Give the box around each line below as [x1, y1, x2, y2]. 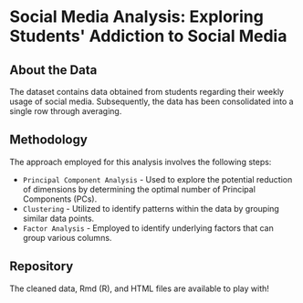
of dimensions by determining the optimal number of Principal [22, 183, 256, 194]
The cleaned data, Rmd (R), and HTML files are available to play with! [9, 283, 269, 294]
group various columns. [22, 232, 112, 243]
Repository [9, 258, 74, 275]
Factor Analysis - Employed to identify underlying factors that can [22, 222, 274, 234]
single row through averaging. [9, 106, 122, 116]
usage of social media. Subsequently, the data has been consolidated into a [9, 96, 294, 107]
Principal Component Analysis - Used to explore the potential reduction [22, 173, 293, 184]
